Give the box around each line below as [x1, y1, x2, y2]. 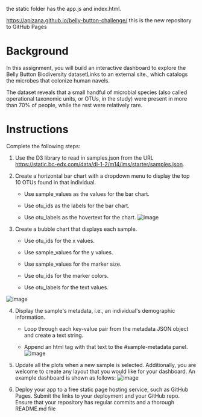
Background [6, 45, 69, 58]
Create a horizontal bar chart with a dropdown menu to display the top [14, 172, 190, 180]
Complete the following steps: [6, 142, 81, 149]
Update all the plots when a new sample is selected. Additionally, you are [14, 361, 197, 368]
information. [14, 313, 45, 321]
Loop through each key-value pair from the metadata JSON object [24, 325, 189, 332]
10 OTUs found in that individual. [14, 178, 96, 186]
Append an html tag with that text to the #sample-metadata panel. [24, 343, 188, 350]
